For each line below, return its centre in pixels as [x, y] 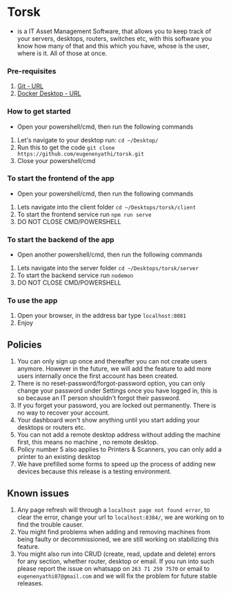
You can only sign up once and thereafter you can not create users [112, 361]
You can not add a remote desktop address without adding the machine [119, 435]
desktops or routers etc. [51, 427]
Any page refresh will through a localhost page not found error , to [113, 510]
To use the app [32, 301]
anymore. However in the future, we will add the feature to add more [114, 369]
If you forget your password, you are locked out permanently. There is [117, 406]
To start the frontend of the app [61, 178]
